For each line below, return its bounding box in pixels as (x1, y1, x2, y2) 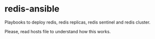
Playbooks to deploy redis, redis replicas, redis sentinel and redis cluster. (4, 19, 151, 25)
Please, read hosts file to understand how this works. (4, 28, 111, 34)
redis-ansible (4, 3, 60, 14)
